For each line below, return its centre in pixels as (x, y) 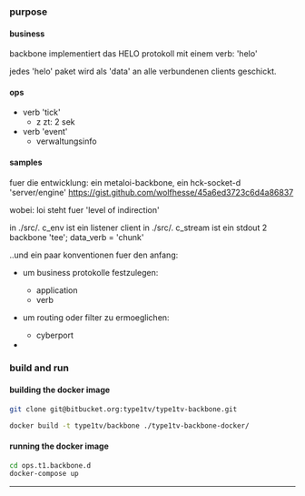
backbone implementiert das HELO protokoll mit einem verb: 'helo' (133, 54)
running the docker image (59, 446)
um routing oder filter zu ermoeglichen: (96, 317)
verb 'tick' (41, 112)
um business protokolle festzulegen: (90, 272)
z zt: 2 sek (55, 122)
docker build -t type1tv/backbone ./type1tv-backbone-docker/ (129, 425)
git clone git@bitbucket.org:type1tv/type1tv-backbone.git (123, 409)
